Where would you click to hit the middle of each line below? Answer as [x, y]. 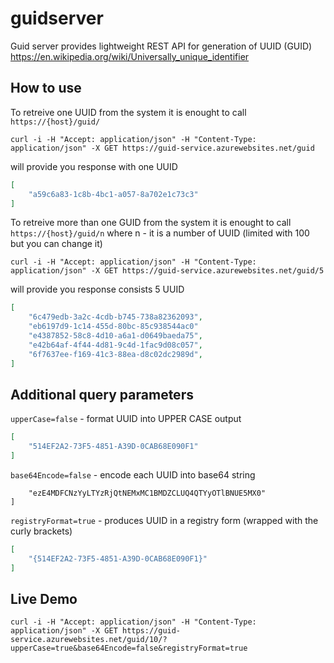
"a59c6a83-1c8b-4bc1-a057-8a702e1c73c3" [113, 194]
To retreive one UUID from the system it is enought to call [128, 112]
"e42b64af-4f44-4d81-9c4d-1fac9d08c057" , [115, 345]
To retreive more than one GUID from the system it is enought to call [151, 223]
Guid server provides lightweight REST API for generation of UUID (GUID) [161, 46]
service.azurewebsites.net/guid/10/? [89, 640]
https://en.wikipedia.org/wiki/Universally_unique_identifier [130, 56]
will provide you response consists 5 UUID [97, 289]
